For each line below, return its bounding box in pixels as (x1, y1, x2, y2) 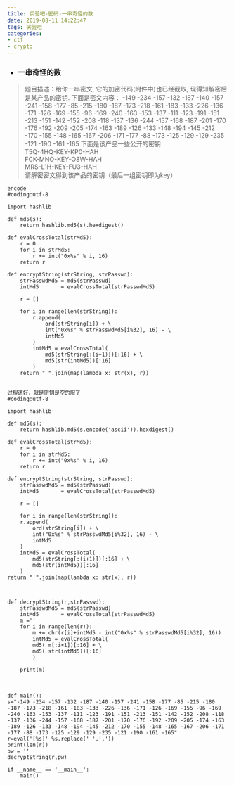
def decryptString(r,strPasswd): (7, 599, 105, 606)
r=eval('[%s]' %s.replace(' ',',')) (7, 736, 115, 743)
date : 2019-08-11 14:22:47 (7, 17, 86, 24)
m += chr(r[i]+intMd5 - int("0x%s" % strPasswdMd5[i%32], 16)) (32, 630, 221, 637)
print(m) (20, 666, 46, 674)
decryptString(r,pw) (7, 754, 68, 761)
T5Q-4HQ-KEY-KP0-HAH (24, 148, 99, 156)
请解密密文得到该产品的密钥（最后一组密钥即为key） (24, 171, 177, 179)
